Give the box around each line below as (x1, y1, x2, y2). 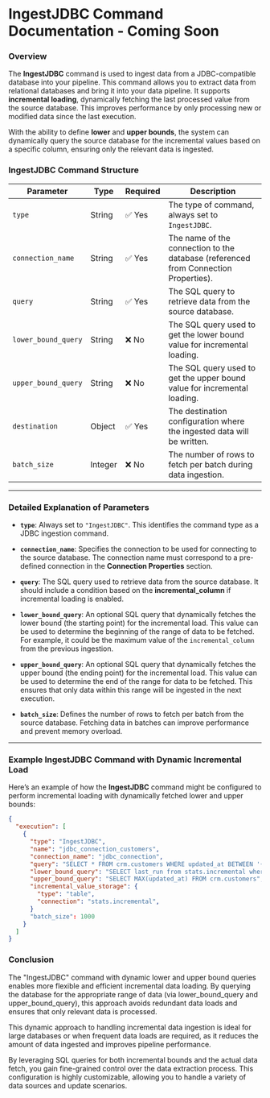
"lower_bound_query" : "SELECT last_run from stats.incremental (29, 868, 247, 876)
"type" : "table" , (37, 890, 95, 898)
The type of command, (168, 199, 255, 210)
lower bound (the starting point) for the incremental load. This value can (19, 618, 259, 628)
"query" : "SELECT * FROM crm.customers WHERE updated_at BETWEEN (29, 860, 253, 868)
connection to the (168, 242, 235, 254)
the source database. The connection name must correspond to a (19, 553, 238, 562)
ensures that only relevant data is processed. (8, 1006, 158, 1016)
